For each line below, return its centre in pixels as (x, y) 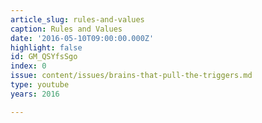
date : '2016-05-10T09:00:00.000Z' (82, 38)
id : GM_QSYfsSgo (44, 57)
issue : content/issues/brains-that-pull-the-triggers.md (131, 76)
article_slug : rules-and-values (77, 19)
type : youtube (40, 85)
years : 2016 (35, 94)
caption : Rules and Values (66, 29)
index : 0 (28, 66)
